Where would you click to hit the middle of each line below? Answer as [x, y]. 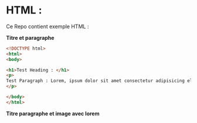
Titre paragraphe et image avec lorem [53, 113]
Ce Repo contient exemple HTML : [47, 26]
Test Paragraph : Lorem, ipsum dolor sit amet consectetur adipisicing [95, 81]
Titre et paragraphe [30, 37]
